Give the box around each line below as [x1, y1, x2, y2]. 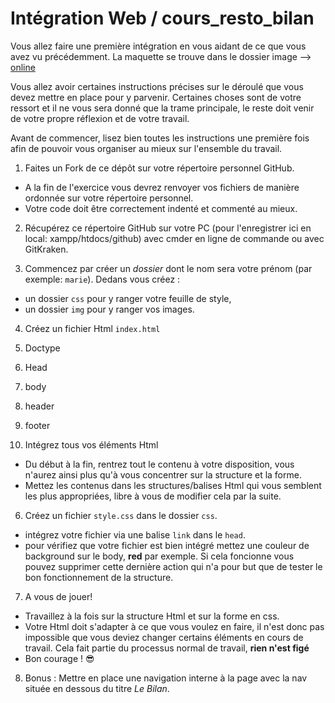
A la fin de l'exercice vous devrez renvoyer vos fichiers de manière [24, 181, 300, 193]
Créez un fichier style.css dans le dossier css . [24, 509, 218, 521]
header [24, 400, 55, 412]
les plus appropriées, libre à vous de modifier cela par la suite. [24, 490, 282, 502]
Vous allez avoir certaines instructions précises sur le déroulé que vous [10, 80, 304, 92]
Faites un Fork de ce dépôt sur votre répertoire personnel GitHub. [24, 162, 295, 174]
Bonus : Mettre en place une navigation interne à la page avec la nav [24, 672, 308, 684]
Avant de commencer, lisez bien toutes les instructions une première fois [10, 132, 310, 144]
